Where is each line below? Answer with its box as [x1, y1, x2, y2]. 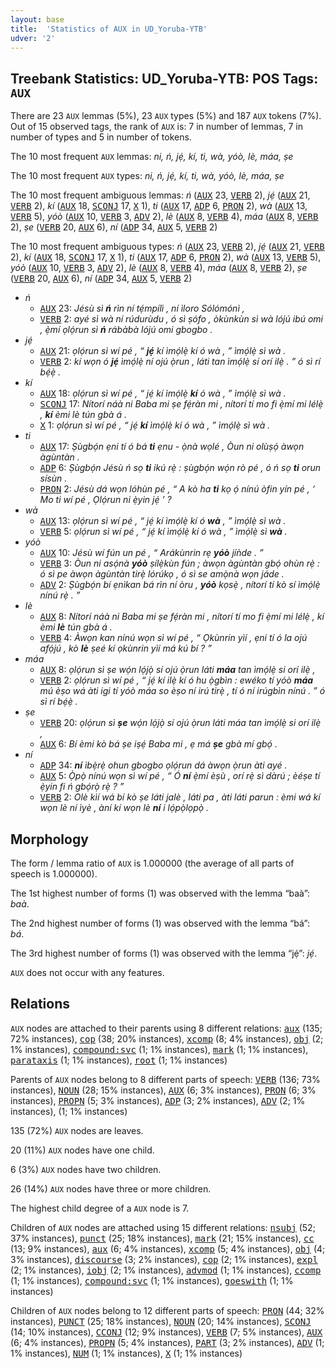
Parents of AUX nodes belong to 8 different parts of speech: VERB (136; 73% [10, 1073, 321, 1085]
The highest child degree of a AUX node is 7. [10, 1202, 190, 1214]
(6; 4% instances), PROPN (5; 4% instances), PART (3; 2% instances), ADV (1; [10, 1336, 325, 1348]
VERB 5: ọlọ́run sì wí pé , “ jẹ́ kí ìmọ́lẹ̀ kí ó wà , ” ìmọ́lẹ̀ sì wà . [39, 526, 288, 538]
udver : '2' [10, 33, 56, 43]
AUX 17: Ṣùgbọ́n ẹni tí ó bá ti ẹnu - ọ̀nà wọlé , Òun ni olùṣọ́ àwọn [39, 441, 305, 453]
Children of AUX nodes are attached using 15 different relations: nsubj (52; [10, 1221, 316, 1233]
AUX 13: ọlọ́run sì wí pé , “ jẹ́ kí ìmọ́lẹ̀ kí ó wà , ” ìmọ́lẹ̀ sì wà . [39, 515, 287, 527]
